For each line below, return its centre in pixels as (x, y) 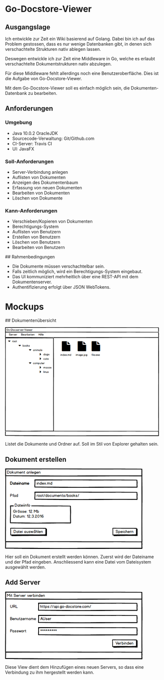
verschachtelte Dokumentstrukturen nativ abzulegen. (59, 64)
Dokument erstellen (36, 459)
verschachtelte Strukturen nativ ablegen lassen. (53, 49)
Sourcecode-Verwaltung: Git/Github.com (53, 138)
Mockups (24, 307)
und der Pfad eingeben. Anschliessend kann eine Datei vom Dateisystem (78, 562)
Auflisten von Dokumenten (39, 177)
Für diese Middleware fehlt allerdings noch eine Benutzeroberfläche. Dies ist (82, 73)
